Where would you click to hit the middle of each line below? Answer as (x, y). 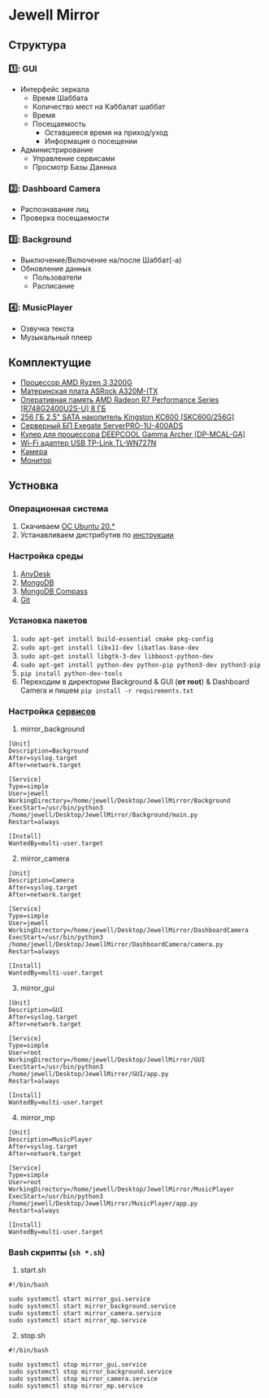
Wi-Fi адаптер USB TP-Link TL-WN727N (88, 443)
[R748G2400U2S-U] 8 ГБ (63, 408)
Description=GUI (36, 1010)
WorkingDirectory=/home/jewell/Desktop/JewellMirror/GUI (107, 1060)
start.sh (33, 1270)
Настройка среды (46, 556)
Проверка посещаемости (65, 218)
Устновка (33, 485)
